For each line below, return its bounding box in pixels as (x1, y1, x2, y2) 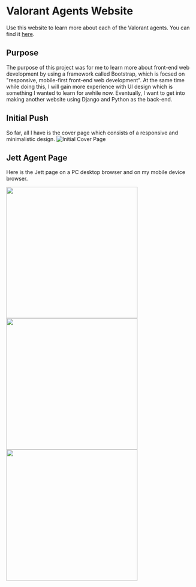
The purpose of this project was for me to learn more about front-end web (6, 64, 190, 71)
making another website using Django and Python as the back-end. (6, 95, 173, 103)
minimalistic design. (6, 135, 55, 142)
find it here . (6, 30, 35, 37)
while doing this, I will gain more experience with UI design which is (6, 83, 173, 90)
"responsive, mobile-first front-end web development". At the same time (6, 76, 185, 83)
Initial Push (6, 113, 49, 124)
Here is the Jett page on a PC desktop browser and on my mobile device (6, 169, 186, 176)
